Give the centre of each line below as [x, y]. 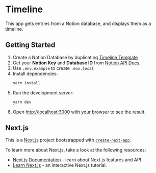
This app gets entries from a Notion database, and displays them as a [78, 23]
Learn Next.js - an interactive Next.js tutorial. [60, 165]
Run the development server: [43, 92]
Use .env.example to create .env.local [53, 68]
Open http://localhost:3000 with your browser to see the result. [79, 112]
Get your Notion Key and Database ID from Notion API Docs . [77, 63]
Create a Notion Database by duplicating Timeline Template [75, 57]
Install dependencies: [35, 73]
